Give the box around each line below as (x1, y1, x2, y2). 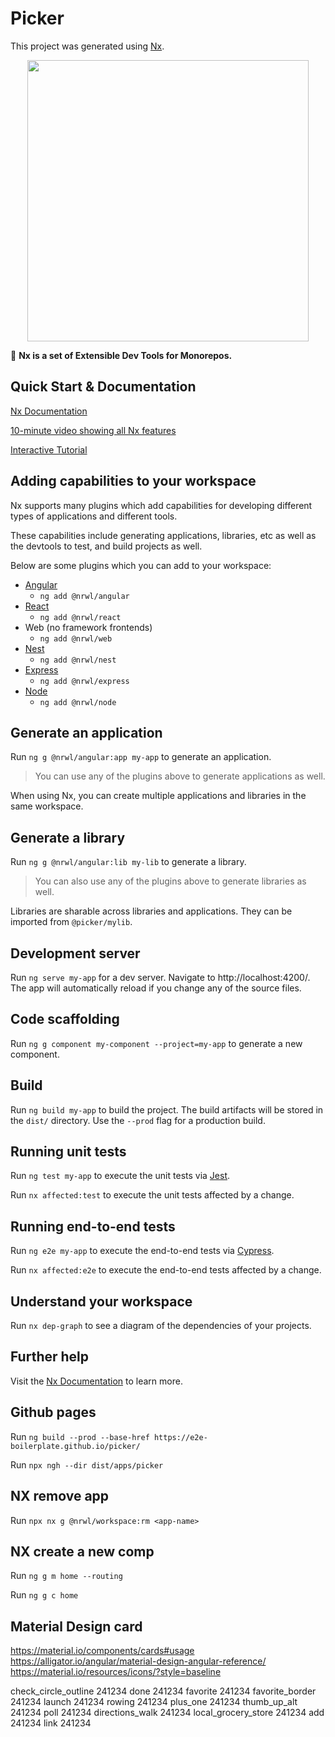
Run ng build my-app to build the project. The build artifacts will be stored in (10, 1103, 324, 1116)
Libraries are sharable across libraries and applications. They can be (10, 905, 293, 917)
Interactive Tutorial (10, 443, 88, 456)
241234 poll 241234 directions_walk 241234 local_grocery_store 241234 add (10, 1707, 325, 1719)
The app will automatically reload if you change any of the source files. (10, 982, 302, 994)
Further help (10, 1348, 90, 1366)
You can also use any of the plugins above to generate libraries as (34, 875, 307, 887)
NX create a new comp (10, 1543, 155, 1560)
